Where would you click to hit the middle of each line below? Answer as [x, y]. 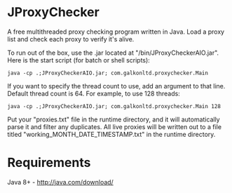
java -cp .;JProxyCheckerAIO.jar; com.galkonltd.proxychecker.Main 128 [114, 106]
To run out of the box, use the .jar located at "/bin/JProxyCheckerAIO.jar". [113, 53]
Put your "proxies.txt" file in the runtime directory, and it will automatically [114, 119]
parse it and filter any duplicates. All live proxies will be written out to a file [115, 126]
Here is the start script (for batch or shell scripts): [79, 60]
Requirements [49, 163]
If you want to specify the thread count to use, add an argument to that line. [116, 86]
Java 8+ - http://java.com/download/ [60, 182]
